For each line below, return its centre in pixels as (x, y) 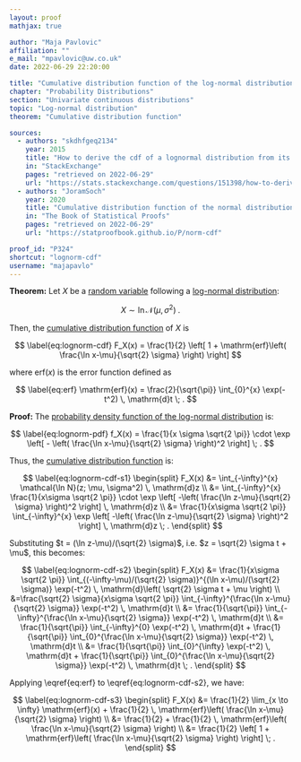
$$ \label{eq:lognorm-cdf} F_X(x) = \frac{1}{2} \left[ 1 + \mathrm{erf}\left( (150, 345)
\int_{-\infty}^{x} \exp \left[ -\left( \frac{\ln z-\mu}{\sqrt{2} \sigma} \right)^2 (150, 516)
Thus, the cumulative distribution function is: (91, 461)
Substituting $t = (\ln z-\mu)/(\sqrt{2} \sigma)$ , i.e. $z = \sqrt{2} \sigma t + (148, 543)
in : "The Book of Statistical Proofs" (98, 216)
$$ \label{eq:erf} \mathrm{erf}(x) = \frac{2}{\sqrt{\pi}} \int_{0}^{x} (138, 390)
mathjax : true (36, 26)
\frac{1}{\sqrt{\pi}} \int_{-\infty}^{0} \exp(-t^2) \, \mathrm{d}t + (136, 628)
